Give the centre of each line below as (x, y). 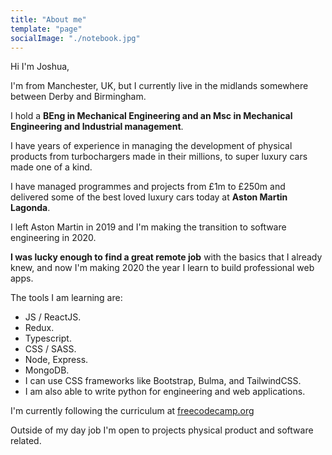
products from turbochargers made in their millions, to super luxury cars (159, 157)
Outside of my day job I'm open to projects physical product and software (162, 430)
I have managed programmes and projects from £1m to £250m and (148, 187)
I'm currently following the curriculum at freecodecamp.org (132, 411)
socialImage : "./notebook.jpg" (75, 38)
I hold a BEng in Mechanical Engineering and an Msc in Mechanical (151, 116)
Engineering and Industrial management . (97, 127)
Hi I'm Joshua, (40, 67)
